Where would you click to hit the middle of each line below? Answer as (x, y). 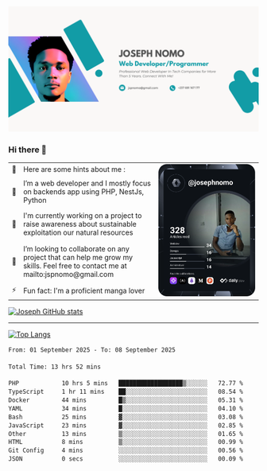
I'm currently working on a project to (83, 216)
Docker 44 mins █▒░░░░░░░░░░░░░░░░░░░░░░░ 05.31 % (126, 400)
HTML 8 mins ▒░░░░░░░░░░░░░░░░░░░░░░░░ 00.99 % (126, 442)
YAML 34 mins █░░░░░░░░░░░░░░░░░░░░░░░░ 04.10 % (126, 408)
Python (35, 200)
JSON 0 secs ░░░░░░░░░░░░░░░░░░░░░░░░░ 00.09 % (126, 459)
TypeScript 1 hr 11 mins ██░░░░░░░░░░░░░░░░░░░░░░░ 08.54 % (126, 392)
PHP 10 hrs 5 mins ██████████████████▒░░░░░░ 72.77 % (126, 383)
